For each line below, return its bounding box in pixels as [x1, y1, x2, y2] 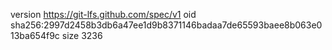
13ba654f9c [10, 30, 60, 41]
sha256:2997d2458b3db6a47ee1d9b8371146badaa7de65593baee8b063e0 [10, 19, 323, 31]
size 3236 [61, 30, 103, 41]
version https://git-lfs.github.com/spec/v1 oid [10, 9, 197, 20]
